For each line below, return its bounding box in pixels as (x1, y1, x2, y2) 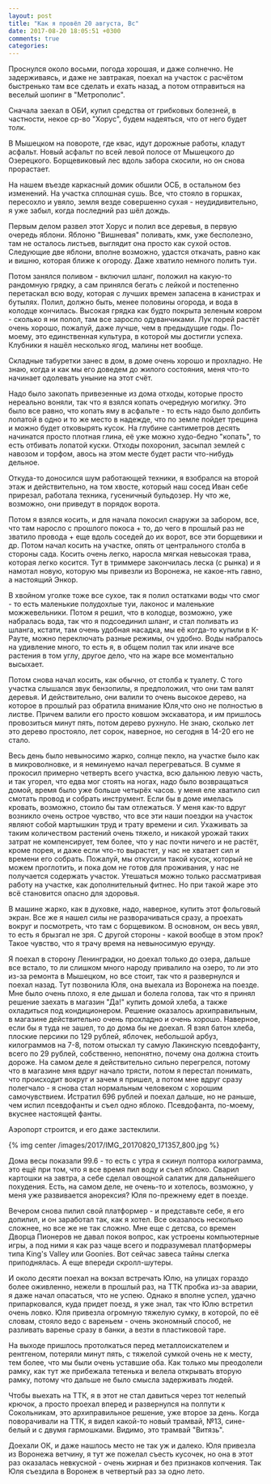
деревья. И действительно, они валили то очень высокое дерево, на (8, 693, 247, 702)
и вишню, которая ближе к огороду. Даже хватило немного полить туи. (8, 256, 257, 265)
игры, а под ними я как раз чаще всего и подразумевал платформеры (8, 1240, 252, 1250)
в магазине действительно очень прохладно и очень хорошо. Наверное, (8, 1015, 260, 1024)
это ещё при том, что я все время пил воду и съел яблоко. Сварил (8, 1164, 239, 1174)
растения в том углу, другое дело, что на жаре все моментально (8, 651, 235, 660)
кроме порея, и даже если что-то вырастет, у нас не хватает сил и (8, 846, 240, 855)
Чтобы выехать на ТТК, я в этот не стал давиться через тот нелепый (8, 1391, 247, 1401)
